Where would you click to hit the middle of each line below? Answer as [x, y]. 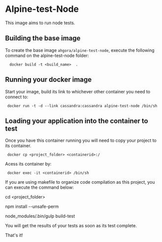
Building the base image [43, 38]
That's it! [14, 235]
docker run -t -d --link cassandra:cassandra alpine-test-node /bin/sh [82, 106]
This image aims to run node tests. [40, 23]
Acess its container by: [28, 164]
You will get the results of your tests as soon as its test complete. [71, 226]
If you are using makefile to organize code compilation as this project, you [80, 182]
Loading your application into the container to [77, 121]
